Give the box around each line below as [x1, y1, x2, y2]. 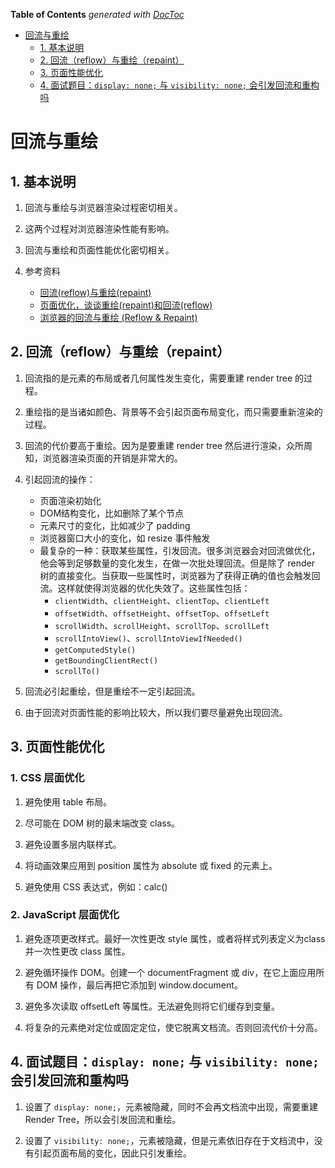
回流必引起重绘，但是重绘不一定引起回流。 [24, 685, 201, 697]
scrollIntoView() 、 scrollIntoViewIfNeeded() [54, 632, 243, 644]
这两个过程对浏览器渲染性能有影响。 [24, 223, 175, 234]
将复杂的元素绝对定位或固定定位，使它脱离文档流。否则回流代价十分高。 [24, 1021, 323, 1033]
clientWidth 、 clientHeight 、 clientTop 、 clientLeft [54, 594, 270, 606]
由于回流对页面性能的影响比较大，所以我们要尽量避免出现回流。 [24, 706, 288, 718]
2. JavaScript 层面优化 [10, 908, 120, 922]
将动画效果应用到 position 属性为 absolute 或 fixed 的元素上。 [24, 859, 278, 871]
